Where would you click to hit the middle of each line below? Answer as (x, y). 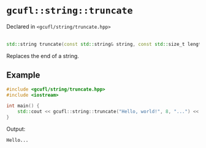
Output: (16, 129)
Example (23, 75)
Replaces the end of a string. (43, 56)
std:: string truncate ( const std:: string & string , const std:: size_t (96, 44)
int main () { (23, 106)
